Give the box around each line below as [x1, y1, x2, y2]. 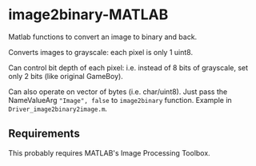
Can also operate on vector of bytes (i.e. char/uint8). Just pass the [8, 86, 228, 97]
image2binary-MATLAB [8, 6, 169, 24]
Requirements [8, 127, 80, 140]
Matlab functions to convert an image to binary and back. [8, 32, 198, 41]
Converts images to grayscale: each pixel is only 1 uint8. [8, 47, 194, 57]
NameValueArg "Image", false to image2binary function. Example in [8, 95, 232, 105]
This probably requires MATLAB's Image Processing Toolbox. [8, 148, 210, 157]
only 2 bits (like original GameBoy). [8, 71, 124, 81]
